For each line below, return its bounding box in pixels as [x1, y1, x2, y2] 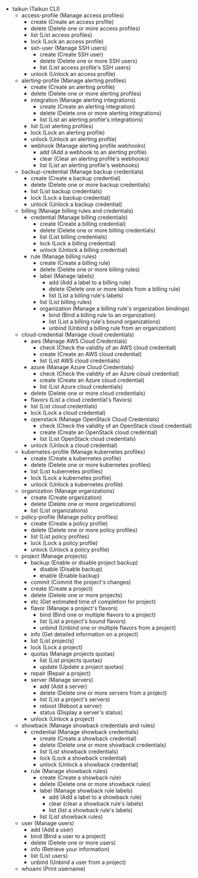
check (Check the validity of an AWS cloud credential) [39, 344, 177, 351]
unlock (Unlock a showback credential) [39, 761, 139, 768]
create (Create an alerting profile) [30, 83, 115, 91]
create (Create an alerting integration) [39, 103, 135, 110]
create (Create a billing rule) [39, 259, 110, 266]
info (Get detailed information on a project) [30, 631, 139, 638]
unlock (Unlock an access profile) [30, 71, 116, 77]
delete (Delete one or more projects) [30, 592, 123, 598]
